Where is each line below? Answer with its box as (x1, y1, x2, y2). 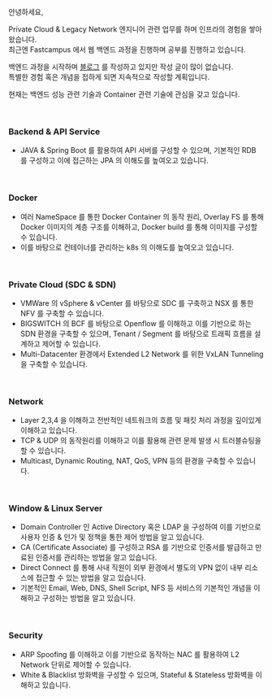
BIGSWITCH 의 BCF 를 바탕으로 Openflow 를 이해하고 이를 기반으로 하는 (19, 318, 252, 328)
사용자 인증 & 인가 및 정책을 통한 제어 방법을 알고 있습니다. (19, 532, 205, 542)
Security (8, 629, 43, 641)
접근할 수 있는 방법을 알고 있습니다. (35, 573, 146, 583)
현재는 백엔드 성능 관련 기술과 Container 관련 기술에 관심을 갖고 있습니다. (8, 89, 240, 99)
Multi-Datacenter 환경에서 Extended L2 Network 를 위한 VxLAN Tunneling (19, 349, 264, 359)
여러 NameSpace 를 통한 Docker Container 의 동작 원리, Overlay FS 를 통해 (19, 211, 264, 221)
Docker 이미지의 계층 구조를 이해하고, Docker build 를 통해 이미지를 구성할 (19, 222, 258, 232)
